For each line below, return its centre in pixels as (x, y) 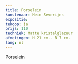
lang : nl (14, 43)
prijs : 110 (17, 29)
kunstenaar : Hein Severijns (35, 15)
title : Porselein (23, 10)
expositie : (17, 19)
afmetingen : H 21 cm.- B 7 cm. (38, 38)
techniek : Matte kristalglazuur (39, 33)
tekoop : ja (17, 24)
